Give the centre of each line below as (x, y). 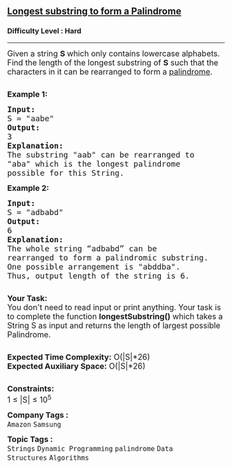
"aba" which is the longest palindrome (94, 164)
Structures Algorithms (48, 458)
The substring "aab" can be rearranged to (101, 155)
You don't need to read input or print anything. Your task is (114, 307)
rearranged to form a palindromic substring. (108, 257)
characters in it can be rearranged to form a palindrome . (110, 72)
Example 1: (28, 94)
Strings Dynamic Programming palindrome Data (90, 449)
